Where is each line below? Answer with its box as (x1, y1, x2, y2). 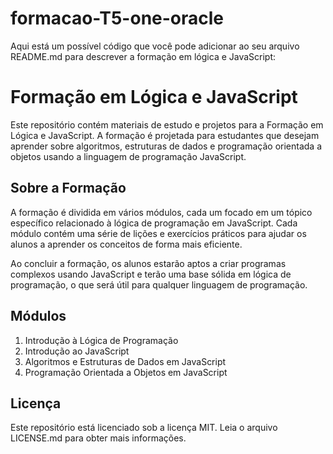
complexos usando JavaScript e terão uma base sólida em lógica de (10, 268, 292, 280)
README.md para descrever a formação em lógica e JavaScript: (10, 50, 277, 62)
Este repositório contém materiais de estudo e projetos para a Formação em (10, 118, 324, 131)
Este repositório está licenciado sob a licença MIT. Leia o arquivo (10, 422, 278, 434)
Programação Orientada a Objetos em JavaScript (24, 366, 228, 378)
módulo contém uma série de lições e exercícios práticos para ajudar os (10, 227, 307, 239)
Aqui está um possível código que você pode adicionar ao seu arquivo (10, 40, 300, 52)
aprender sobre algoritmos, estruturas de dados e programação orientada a (10, 140, 323, 152)
